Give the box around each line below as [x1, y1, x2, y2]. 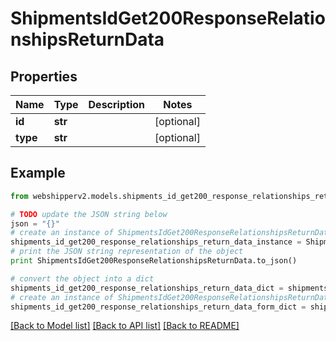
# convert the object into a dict [10, 273, 155, 284]
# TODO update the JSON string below [10, 209, 168, 219]
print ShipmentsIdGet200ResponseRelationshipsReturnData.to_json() [10, 256, 298, 266]
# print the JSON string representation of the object [10, 247, 244, 257]
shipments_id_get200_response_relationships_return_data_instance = [10, 237, 302, 247]
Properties [10, 68, 78, 85]
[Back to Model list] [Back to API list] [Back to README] [10, 320, 240, 332]
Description [88, 98, 145, 111]
